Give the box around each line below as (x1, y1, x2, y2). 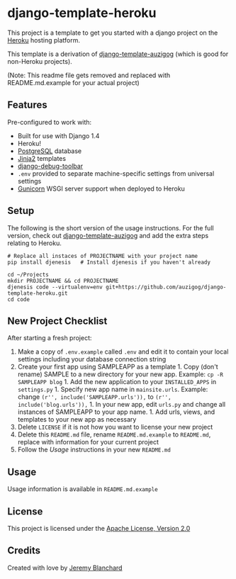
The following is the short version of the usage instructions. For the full (7, 223, 214, 232)
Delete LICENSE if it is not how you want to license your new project (17, 423, 213, 432)
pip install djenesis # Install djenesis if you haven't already (7, 259, 211, 266)
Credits (7, 544, 41, 557)
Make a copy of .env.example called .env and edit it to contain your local (17, 347, 229, 356)
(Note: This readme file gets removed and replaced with (7, 71, 171, 79)
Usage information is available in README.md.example (7, 485, 158, 493)
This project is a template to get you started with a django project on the (7, 28, 218, 37)
